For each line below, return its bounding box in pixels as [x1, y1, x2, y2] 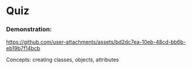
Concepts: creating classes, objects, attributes [6, 56, 119, 63]
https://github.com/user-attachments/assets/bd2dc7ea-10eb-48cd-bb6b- [6, 38, 186, 45]
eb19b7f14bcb [6, 45, 41, 52]
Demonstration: [6, 25, 52, 34]
